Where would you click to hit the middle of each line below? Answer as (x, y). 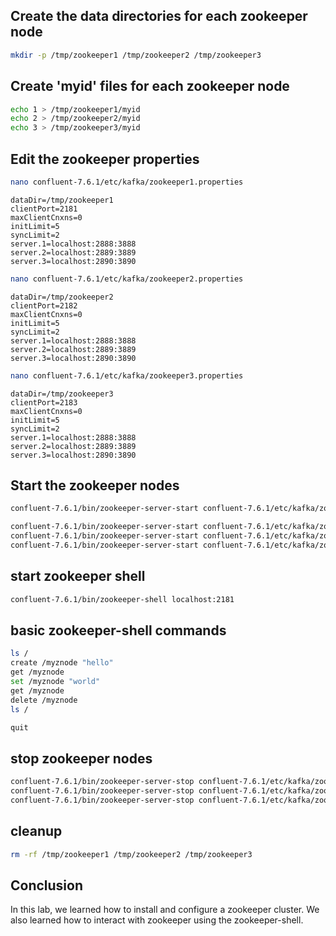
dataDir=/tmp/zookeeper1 (62, 200)
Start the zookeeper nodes (95, 485)
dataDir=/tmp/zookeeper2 (62, 297)
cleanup (36, 831)
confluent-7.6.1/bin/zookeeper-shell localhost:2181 (122, 599)
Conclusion (47, 885)
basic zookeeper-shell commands (118, 630)
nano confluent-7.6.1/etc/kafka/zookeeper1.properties (127, 182)
